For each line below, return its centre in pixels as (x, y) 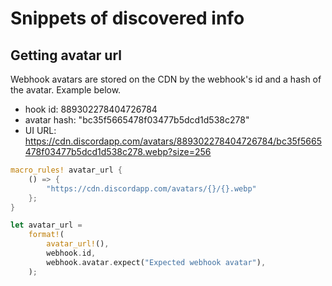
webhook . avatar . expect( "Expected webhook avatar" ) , (156, 262)
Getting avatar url (66, 55)
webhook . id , (71, 253)
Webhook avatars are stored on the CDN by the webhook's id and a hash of (166, 79)
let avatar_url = (46, 225)
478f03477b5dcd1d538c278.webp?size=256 (118, 151)
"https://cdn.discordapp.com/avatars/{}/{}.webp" (151, 188)
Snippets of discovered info (127, 18)
